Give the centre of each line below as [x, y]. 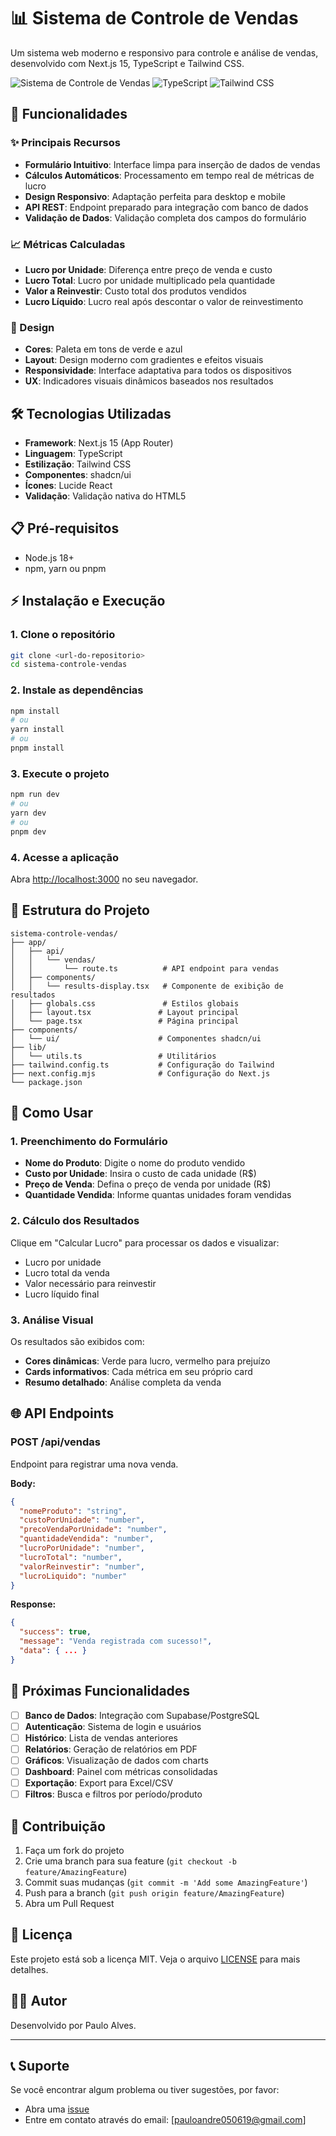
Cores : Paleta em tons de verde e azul [103, 349]
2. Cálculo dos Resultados [75, 1221]
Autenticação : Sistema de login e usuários [113, 1726]
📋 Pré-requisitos [65, 528]
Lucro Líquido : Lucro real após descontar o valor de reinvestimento [164, 301]
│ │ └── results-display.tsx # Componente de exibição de [147, 986]
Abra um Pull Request [69, 1903]
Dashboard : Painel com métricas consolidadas [121, 1771]
